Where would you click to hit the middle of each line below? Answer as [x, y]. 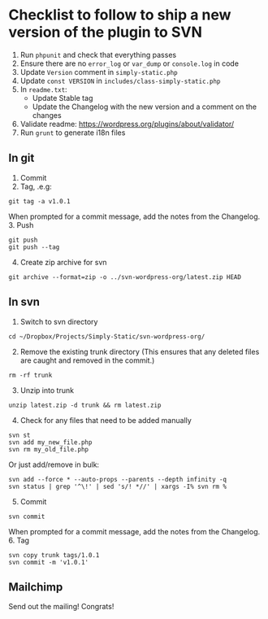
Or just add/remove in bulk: [54, 464]
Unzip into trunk [47, 390]
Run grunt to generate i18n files [73, 133]
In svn [24, 302]
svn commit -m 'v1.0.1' [49, 562]
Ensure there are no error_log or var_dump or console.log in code [130, 63]
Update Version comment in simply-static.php [99, 72]
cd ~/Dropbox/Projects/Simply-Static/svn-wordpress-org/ [107, 336]
